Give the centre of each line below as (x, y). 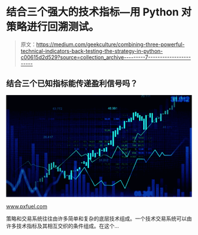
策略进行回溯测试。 (53, 27)
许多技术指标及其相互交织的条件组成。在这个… (63, 226)
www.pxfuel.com (27, 206)
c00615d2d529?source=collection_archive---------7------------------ (106, 57)
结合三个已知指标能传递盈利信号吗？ (72, 84)
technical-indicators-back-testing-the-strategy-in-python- (92, 51)
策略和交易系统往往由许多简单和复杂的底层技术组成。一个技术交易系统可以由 (99, 218)
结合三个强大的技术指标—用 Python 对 (99, 12)
